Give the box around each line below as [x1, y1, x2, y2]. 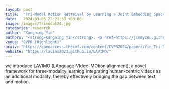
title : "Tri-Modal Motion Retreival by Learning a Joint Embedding [5, 12, 152, 17]
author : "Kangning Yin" [5, 30, 55, 35]
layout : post [5, 7, 33, 12]
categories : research [5, 26, 51, 31]
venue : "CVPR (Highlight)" [5, 40, 62, 45]
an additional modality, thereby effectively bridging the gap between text [5, 73, 156, 79]
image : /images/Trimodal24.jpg [5, 21, 71, 26]
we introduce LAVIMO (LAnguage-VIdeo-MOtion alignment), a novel [5, 63, 146, 69]
